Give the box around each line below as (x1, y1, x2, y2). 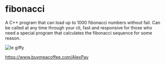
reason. (5, 35, 21, 41)
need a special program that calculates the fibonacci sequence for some (5, 30, 153, 36)
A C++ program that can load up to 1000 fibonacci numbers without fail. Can (5, 20, 161, 25)
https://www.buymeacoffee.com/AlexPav (5, 54, 89, 60)
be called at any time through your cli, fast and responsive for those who (5, 24, 153, 30)
